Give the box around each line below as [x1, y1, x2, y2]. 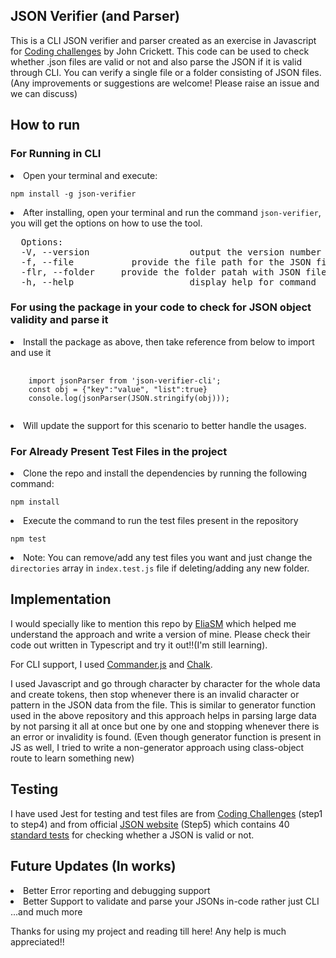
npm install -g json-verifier [10, 189, 137, 199]
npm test [10, 534, 47, 544]
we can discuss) [10, 87, 78, 99]
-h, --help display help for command [20, 276, 317, 288]
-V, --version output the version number [20, 246, 322, 258]
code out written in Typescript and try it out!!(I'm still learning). [10, 639, 268, 651]
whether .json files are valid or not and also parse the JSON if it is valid [10, 55, 302, 68]
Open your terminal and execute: [23, 169, 158, 181]
